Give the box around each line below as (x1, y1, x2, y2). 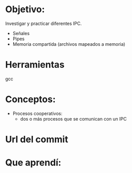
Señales (12, 30, 30, 36)
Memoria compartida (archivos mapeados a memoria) (12, 41, 125, 47)
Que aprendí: (5, 157, 61, 168)
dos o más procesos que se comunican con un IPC (20, 116, 127, 122)
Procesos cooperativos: (12, 110, 62, 117)
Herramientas (5, 59, 65, 71)
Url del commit (5, 134, 69, 145)
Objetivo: (5, 4, 45, 15)
